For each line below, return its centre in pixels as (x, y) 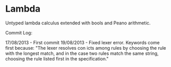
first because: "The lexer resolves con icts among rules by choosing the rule (86, 48)
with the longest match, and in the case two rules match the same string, (82, 53)
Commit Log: (19, 32)
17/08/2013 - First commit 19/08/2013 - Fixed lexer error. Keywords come (82, 42)
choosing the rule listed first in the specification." (57, 58)
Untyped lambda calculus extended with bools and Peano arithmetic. (78, 23)
